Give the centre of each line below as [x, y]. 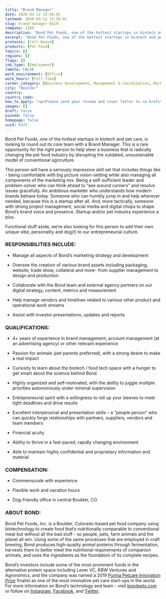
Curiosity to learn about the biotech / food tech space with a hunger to [84, 368]
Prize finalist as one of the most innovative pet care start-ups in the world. [81, 580]
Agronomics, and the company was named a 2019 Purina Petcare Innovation [83, 575]
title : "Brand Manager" [30, 10]
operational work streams [38, 305]
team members [28, 423]
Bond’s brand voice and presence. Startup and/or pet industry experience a [82, 211]
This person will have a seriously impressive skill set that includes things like [83, 169]
